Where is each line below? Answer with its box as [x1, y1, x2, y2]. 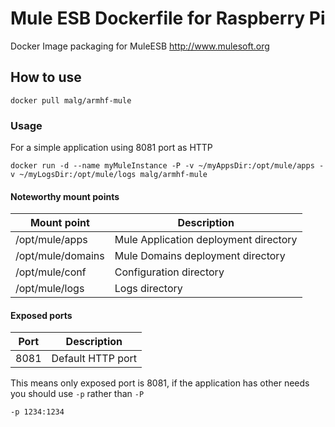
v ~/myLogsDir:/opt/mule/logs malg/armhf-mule [10, 170, 208, 180]
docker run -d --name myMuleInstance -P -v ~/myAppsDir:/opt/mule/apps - [10, 161, 325, 171]
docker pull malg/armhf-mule [10, 95, 132, 106]
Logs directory [114, 282, 183, 296]
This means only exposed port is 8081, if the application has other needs [10, 377, 310, 389]
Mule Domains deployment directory [114, 249, 286, 263]
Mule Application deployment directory [114, 233, 298, 247]
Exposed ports [10, 309, 73, 321]
